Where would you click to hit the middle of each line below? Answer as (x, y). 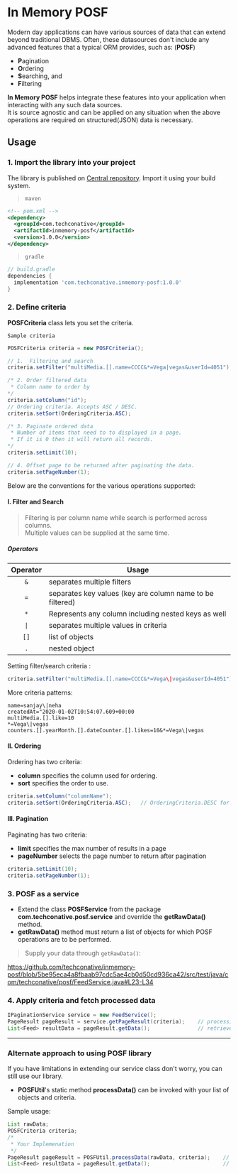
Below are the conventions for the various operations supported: (102, 485)
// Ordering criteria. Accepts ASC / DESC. (73, 407)
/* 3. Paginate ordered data (50, 426)
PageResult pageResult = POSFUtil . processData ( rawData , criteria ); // (119, 1157)
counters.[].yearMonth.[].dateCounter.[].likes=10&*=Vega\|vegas (106, 730)
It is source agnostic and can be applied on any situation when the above (114, 112)
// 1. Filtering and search (50, 361)
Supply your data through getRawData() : (83, 953)
